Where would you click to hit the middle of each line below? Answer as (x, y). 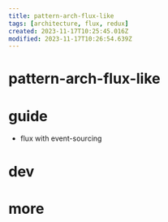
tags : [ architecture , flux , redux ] (69, 24)
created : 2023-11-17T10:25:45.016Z (69, 31)
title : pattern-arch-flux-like (61, 16)
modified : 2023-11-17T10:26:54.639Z (70, 39)
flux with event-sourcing (61, 138)
